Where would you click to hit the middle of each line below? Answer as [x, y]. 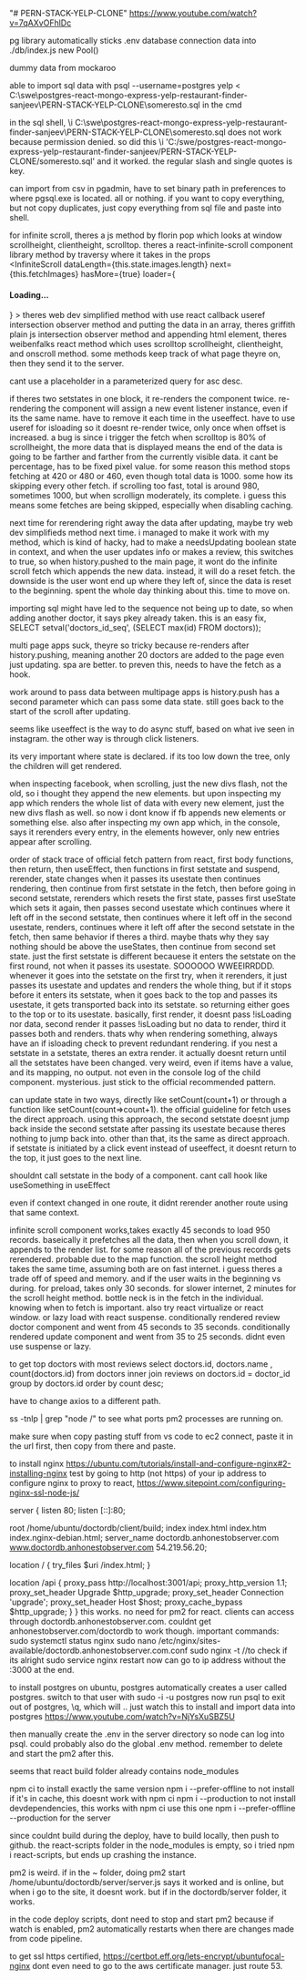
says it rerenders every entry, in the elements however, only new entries [145, 832]
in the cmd [222, 105]
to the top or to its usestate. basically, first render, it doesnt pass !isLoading [151, 1014]
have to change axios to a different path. [85, 1401]
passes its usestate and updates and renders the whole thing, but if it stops [151, 985]
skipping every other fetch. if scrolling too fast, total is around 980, [134, 486]
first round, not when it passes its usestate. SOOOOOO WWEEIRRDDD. [142, 966]
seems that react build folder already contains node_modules [124, 1771]
